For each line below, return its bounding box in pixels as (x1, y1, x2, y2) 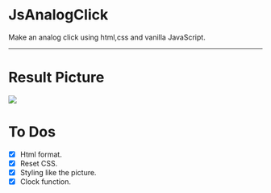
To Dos (8, 123, 56, 141)
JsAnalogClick (8, 6, 109, 24)
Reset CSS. (19, 158, 58, 168)
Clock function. (19, 177, 71, 187)
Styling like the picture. (19, 167, 97, 177)
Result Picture (8, 69, 105, 86)
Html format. (19, 149, 62, 159)
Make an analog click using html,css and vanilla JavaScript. (8, 32, 206, 42)
